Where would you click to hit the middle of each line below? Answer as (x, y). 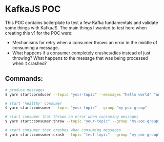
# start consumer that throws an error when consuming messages (72, 117)
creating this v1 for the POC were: (39, 33)
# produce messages (25, 90)
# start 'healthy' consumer (34, 103)
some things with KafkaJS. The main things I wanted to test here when (76, 27)
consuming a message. (36, 47)
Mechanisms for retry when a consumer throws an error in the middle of (85, 42)
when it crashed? (30, 63)
